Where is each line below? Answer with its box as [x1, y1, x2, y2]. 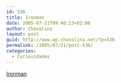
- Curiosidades [11, 54, 50, 60]
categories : [6, 48, 36, 54]
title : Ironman [6, 14, 45, 20]
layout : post [6, 31, 39, 37]
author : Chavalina [6, 25, 53, 32]
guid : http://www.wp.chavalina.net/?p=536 [6, 37, 115, 43]
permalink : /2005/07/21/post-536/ [6, 43, 94, 49]
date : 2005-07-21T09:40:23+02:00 [6, 20, 91, 26]
